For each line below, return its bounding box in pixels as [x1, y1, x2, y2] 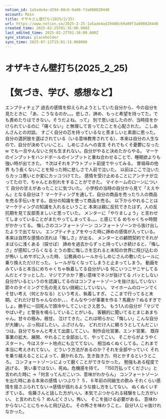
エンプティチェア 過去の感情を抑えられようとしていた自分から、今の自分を [5, 104, 158, 110]
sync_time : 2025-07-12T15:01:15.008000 [5, 40, 88, 45]
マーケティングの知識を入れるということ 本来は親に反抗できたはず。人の [5, 204, 154, 209]
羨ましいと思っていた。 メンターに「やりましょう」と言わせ [35, 209, 159, 216]
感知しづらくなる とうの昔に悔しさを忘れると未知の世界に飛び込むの [18, 247, 159, 253]
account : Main [5, 12, 35, 17]
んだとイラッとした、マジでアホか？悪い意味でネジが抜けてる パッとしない [5, 272, 159, 278]
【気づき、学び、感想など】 [5, 87, 118, 98]
